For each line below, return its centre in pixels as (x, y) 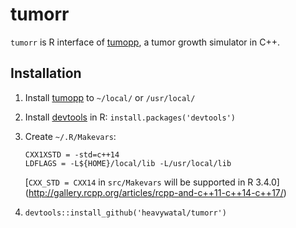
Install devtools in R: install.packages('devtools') (130, 117)
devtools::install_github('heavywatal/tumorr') (125, 213)
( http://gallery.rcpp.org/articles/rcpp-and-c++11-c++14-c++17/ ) (155, 192)
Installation (46, 73)
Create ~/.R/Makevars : (70, 136)
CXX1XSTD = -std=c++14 (72, 154)
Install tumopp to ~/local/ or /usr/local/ (110, 97)
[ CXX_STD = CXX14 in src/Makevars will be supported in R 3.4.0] (152, 182)
